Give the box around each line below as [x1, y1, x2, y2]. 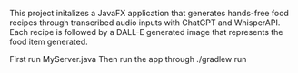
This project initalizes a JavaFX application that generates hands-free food [9, 8, 289, 18]
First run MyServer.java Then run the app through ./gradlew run [9, 54, 247, 64]
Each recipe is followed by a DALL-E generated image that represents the [9, 27, 283, 37]
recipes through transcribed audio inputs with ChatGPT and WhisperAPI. [9, 17, 281, 28]
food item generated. [9, 36, 88, 47]
